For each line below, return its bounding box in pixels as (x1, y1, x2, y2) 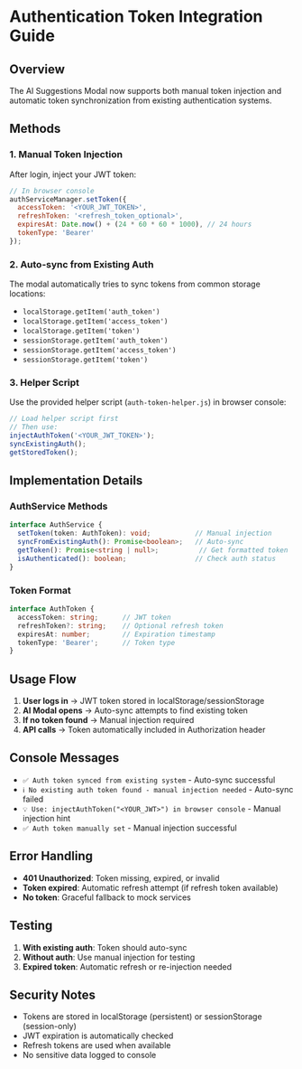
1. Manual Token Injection (9, 148, 124, 161)
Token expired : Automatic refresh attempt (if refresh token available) (22, 882, 279, 893)
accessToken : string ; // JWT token (17, 613, 171, 622)
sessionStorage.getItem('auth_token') (22, 336, 169, 345)
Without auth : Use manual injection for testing (22, 952, 196, 962)
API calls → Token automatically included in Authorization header (22, 725, 266, 736)
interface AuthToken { (9, 605, 95, 614)
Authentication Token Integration (9, 6, 263, 27)
